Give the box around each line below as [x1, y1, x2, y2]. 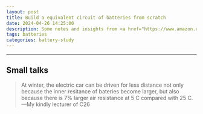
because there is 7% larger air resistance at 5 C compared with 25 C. [21, 94, 193, 101]
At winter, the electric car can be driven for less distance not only [21, 81, 184, 89]
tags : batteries [6, 32, 47, 38]
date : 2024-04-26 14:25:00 [6, 20, 74, 26]
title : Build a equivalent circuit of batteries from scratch [6, 15, 166, 21]
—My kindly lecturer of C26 [21, 101, 91, 108]
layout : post [6, 8, 39, 15]
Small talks [6, 65, 49, 76]
